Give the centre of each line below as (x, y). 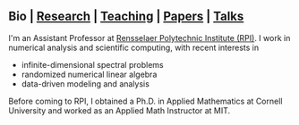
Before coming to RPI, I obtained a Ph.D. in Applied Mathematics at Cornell (145, 101)
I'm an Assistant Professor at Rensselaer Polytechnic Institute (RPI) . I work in (149, 37)
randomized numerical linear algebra (89, 74)
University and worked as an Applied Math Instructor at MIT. (120, 110)
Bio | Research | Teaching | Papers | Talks (126, 17)
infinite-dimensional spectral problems (92, 64)
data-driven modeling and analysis (85, 83)
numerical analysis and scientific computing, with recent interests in (134, 47)
